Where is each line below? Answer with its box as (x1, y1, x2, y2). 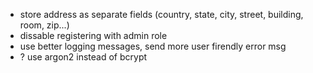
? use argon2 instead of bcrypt (19, 51, 148, 63)
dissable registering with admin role (19, 30, 168, 41)
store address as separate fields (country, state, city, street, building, (19, 9, 304, 20)
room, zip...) (19, 19, 70, 31)
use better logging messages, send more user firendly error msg (19, 40, 287, 52)
